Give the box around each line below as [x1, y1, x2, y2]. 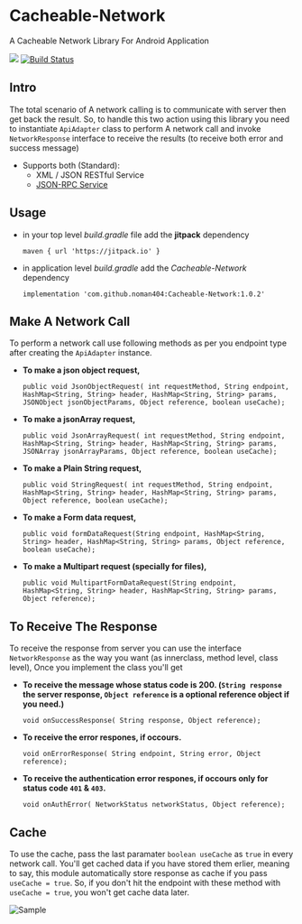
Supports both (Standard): [22, 160, 120, 171]
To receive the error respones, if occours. [22, 732, 182, 743]
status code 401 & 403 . [22, 782, 106, 794]
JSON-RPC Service [35, 179, 108, 189]
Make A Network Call [9, 313, 131, 329]
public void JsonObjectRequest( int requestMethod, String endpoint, [22, 383, 290, 392]
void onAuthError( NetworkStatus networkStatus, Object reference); [22, 800, 286, 809]
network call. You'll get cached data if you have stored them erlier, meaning [9, 858, 290, 869]
